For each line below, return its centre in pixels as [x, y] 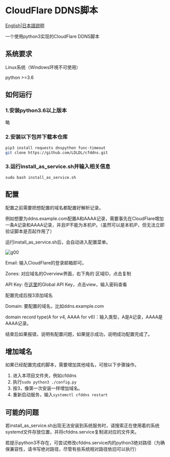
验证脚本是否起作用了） [30, 231]
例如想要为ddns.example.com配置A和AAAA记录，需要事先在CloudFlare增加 [84, 218]
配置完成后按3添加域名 [29, 295]
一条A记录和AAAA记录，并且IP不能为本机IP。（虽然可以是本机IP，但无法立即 [85, 225]
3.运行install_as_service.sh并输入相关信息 [58, 167]
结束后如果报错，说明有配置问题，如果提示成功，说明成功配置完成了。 [79, 334]
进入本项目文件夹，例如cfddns [45, 375]
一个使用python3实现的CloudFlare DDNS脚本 [52, 36]
